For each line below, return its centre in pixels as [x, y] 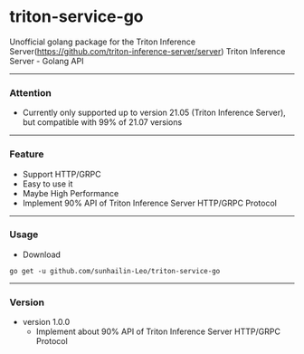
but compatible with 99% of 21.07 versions [102, 122]
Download [42, 254]
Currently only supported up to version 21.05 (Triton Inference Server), [154, 113]
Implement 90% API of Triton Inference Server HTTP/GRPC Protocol [150, 203]
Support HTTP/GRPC [62, 174]
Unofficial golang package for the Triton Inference [103, 42]
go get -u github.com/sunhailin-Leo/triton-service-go [115, 271]
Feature [27, 154]
